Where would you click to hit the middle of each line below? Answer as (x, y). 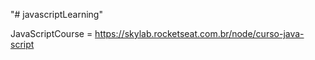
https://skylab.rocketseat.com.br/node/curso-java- (199, 33)
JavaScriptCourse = (51, 33)
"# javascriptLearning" (56, 14)
